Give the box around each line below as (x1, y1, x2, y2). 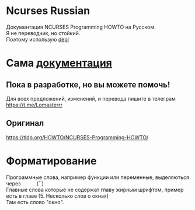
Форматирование (6, 154, 97, 167)
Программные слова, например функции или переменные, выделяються (6, 174, 190, 181)
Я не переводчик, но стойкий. (6, 29, 81, 36)
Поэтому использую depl (6, 36, 69, 43)
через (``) (6, 180, 44, 187)
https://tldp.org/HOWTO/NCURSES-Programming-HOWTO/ (6, 133, 149, 141)
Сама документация (6, 57, 113, 70)
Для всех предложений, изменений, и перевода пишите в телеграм (6, 95, 176, 102)
